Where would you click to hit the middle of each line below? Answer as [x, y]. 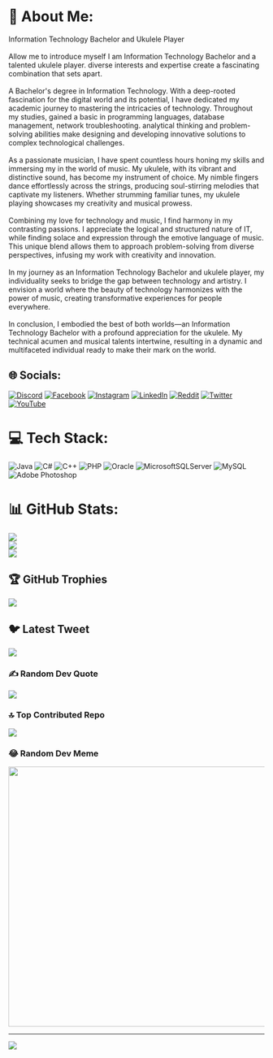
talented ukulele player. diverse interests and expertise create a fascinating [134, 65]
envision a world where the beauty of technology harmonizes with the [126, 289]
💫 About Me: [51, 17]
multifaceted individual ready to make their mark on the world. [113, 349]
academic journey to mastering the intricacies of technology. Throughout [131, 108]
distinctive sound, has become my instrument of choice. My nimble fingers [133, 177]
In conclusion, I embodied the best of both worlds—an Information [119, 323]
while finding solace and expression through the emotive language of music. [136, 237]
